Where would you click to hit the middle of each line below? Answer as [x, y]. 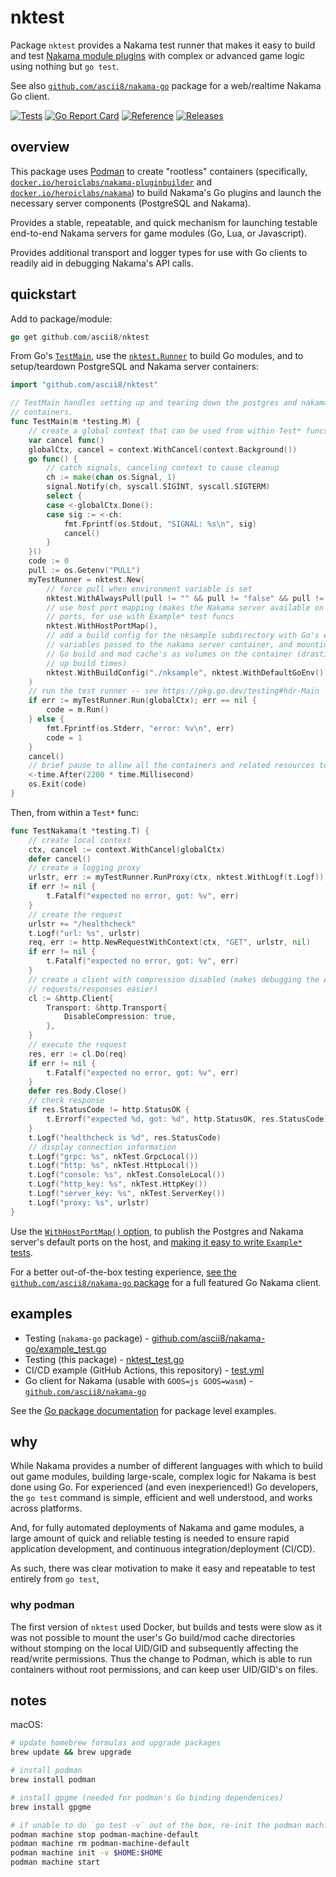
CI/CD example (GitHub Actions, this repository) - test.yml [144, 1370]
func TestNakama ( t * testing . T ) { [80, 831]
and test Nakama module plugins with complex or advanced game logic [157, 55]
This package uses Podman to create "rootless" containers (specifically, [159, 171]
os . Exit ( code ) [57, 784]
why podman [42, 1605]
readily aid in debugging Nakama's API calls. [102, 263]
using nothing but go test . [65, 66]
